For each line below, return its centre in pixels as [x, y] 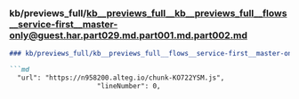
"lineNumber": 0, [129, 86]
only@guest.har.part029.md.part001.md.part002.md [128, 35]
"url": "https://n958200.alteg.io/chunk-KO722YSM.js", [121, 78]
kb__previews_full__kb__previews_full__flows [186, 13]
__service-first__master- [64, 24]
